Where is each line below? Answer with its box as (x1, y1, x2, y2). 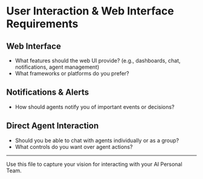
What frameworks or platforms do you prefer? (14, 70, 129, 77)
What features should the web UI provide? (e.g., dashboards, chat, (14, 57, 181, 64)
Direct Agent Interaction (6, 121, 99, 131)
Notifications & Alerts (6, 87, 89, 98)
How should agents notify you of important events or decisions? (14, 103, 175, 110)
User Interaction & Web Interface (6, 4, 174, 18)
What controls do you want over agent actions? (14, 143, 133, 150)
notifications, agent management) (14, 63, 100, 71)
